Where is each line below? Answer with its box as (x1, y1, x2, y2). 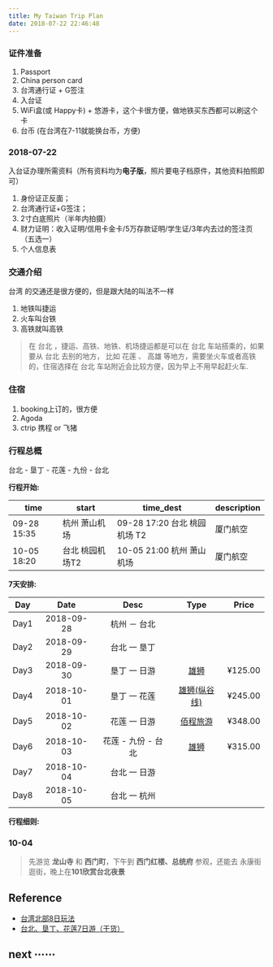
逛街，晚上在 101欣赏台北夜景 (28, 867, 126, 877)
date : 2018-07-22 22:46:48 (8, 20, 100, 28)
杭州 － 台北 (110, 618, 156, 630)
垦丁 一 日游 (110, 665, 156, 676)
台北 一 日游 (110, 766, 156, 778)
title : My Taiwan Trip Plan (8, 11, 104, 20)
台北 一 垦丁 (110, 641, 156, 653)
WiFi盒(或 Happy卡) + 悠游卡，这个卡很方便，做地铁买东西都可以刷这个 (19, 105, 258, 115)
